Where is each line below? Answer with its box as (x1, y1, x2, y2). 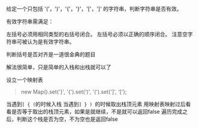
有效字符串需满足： (6, 18, 54, 25)
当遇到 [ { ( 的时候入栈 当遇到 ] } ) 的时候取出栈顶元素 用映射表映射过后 (6, 100, 186, 108)
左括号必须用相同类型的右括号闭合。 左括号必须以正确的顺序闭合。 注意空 (6, 31, 188, 38)
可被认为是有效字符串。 (16, 38, 75, 45)
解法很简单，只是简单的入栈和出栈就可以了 (6, 63, 111, 71)
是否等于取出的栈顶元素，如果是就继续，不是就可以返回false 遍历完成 (11, 108, 183, 115)
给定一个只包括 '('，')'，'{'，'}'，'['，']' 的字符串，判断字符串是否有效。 (6, 5, 182, 12)
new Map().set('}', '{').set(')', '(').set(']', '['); (20, 89, 127, 95)
